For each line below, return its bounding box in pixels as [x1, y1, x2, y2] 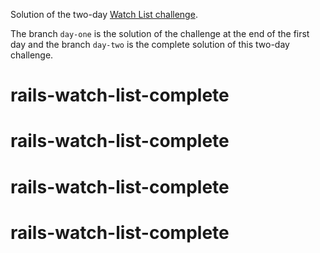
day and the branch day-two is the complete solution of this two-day [10, 39, 290, 50]
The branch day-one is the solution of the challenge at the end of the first [10, 28, 310, 39]
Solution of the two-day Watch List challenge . [10, 9, 198, 20]
